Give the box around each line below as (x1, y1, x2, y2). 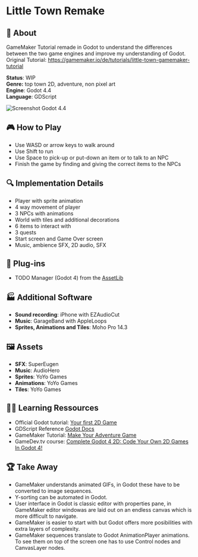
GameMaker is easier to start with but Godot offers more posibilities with (14, 519, 193, 526)
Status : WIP (6, 74, 36, 81)
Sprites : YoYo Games (14, 373, 67, 380)
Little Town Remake (6, 4, 105, 18)
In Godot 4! (14, 444, 43, 451)
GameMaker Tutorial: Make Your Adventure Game (14, 431, 137, 439)
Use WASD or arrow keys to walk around (14, 141, 115, 148)
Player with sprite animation (14, 197, 83, 204)
